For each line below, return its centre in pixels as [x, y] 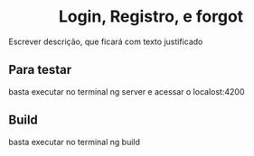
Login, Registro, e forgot [151, 17]
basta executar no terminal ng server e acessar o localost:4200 [127, 91]
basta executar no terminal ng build [75, 142]
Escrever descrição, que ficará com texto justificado [106, 41]
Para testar [40, 70]
